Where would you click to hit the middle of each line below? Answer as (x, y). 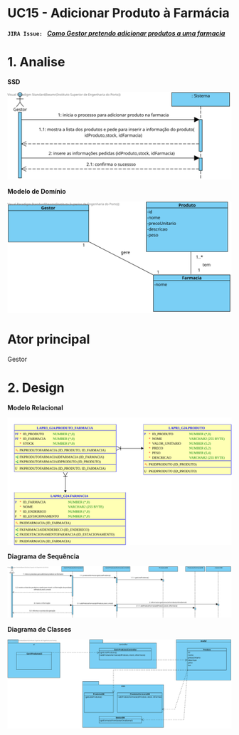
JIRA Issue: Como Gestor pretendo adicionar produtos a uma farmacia (116, 33)
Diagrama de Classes (39, 630)
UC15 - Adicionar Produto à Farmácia (118, 13)
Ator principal (49, 339)
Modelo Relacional (36, 407)
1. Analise (36, 62)
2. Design (36, 388)
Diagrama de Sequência (43, 556)
